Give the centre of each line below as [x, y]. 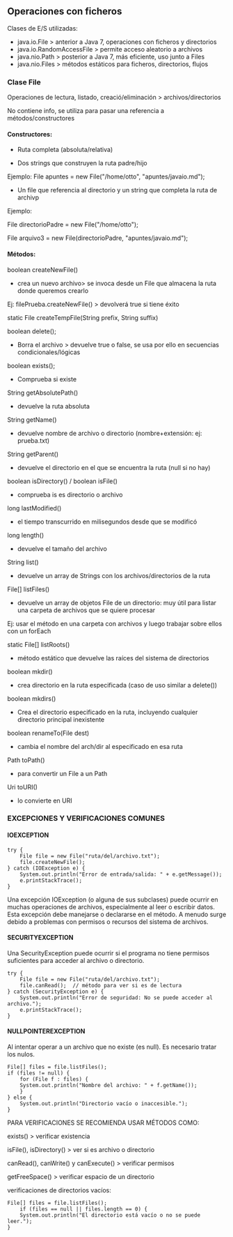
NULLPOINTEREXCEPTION [46, 1031]
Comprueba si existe [47, 379]
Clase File [24, 82]
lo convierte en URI [45, 800]
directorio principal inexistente [61, 719]
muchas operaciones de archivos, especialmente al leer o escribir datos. [111, 906]
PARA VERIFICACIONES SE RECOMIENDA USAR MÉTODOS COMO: [103, 1123]
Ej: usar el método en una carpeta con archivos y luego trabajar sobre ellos [115, 623]
